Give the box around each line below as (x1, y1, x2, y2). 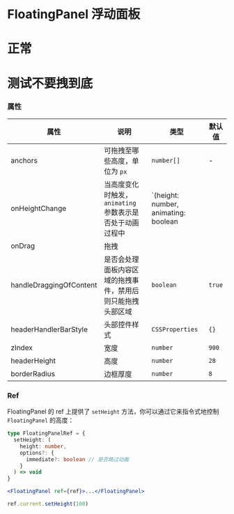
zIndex (10, 343, 33, 352)
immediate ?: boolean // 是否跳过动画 (25, 455, 130, 463)
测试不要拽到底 (7, 75, 93, 91)
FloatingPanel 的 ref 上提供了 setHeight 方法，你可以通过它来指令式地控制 (7, 407, 219, 416)
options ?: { (19, 449, 54, 456)
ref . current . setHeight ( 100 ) (7, 501, 89, 508)
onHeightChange (10, 203, 67, 213)
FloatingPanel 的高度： (7, 416, 75, 425)
